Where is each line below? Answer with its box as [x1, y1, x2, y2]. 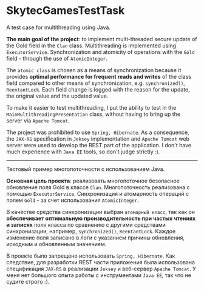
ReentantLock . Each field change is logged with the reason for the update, [6, 85, 190, 93]
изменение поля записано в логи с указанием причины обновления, [6, 234, 185, 241]
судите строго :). [6, 278, 50, 285]
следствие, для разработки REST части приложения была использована [6, 258, 195, 266]
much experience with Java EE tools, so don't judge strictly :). [6, 148, 160, 155]
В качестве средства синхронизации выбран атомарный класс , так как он [6, 208, 195, 215]
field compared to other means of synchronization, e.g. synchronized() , [6, 79, 185, 87]
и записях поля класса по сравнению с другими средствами [6, 221, 166, 228]
